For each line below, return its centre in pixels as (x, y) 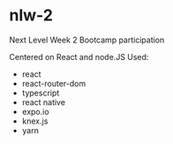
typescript (41, 93)
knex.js (35, 121)
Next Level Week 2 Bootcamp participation (87, 40)
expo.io (36, 111)
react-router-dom (54, 83)
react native (44, 102)
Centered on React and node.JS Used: (79, 57)
